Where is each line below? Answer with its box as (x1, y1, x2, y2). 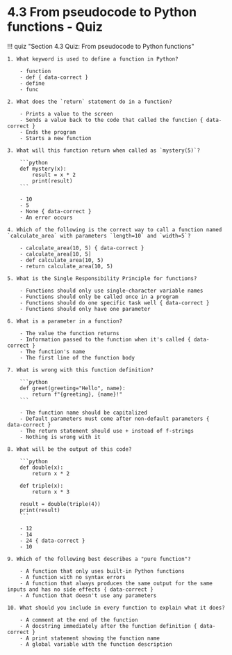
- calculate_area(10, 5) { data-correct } (19, 245, 144, 252)
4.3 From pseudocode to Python (7, 4, 197, 20)
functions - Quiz (7, 19, 103, 35)
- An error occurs (19, 214, 73, 221)
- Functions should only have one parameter (19, 305, 151, 312)
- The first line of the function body (19, 354, 135, 361)
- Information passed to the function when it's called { (19, 336, 191, 343)
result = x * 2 (32, 171, 76, 178)
